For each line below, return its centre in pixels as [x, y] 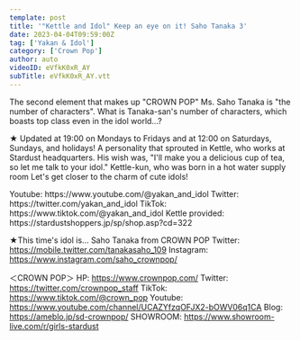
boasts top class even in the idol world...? [86, 121]
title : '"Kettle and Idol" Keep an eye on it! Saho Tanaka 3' [128, 26]
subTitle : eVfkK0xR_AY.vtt [60, 76]
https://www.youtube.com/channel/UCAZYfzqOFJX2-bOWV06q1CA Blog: [146, 307]
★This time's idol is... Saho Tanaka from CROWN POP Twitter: [125, 240]
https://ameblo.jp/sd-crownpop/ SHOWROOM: [96, 317]
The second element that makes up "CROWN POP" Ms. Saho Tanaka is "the [150, 102]
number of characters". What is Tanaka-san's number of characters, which [148, 111]
